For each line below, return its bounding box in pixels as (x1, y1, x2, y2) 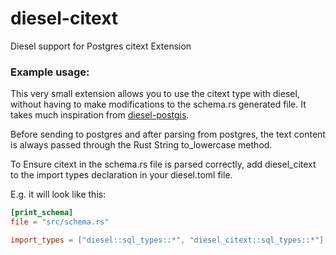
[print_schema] (10, 208, 74, 218)
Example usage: (10, 65, 90, 79)
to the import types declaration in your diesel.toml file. (10, 169, 233, 181)
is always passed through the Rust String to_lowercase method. (10, 139, 273, 151)
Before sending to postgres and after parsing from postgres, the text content (10, 128, 326, 141)
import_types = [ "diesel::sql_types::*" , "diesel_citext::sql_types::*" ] (10, 235, 325, 245)
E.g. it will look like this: (10, 188, 107, 201)
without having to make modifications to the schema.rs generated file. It (10, 98, 307, 111)
